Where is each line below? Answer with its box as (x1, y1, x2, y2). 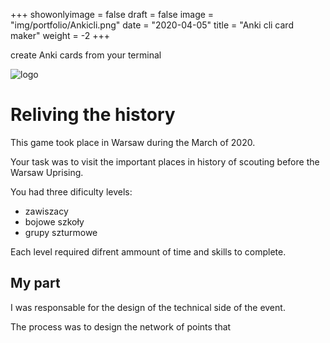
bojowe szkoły (24, 215, 85, 228)
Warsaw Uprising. (10, 166, 84, 178)
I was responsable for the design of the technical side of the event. (10, 301, 286, 313)
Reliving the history (10, 104, 176, 126)
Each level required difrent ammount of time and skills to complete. (10, 245, 287, 258)
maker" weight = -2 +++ (10, 30, 110, 41)
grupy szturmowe (24, 226, 98, 238)
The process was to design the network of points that (10, 320, 232, 333)
